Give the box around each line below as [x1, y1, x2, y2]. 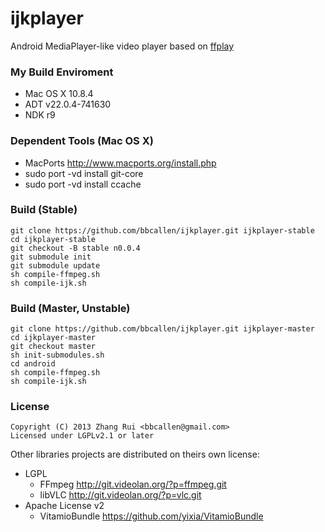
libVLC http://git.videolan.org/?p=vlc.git [39, 489, 202, 501]
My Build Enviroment [10, 65, 114, 79]
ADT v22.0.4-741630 [24, 98, 112, 111]
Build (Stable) [10, 203, 78, 217]
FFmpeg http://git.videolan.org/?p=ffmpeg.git [39, 478, 227, 491]
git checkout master [10, 342, 97, 352]
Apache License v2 [24, 500, 105, 512]
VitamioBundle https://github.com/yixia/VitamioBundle [39, 510, 264, 522]
